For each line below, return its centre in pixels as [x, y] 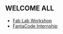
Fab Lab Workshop [32, 20]
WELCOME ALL [30, 8]
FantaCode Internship [35, 26]
